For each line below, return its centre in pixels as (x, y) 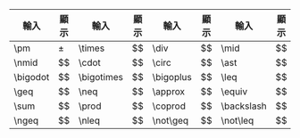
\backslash (244, 106)
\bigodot (32, 77)
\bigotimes (101, 77)
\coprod (169, 106)
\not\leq (237, 121)
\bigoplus (172, 77)
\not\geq (171, 121)
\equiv (234, 91)
